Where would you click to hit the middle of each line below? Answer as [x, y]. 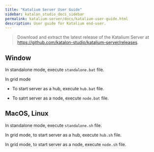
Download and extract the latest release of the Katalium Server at [83, 37]
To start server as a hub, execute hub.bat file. [58, 89]
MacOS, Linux [27, 114]
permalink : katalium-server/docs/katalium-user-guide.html [67, 19]
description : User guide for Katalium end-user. [56, 23]
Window [18, 58]
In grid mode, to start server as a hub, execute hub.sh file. [63, 135]
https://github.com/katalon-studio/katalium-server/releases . [78, 43]
